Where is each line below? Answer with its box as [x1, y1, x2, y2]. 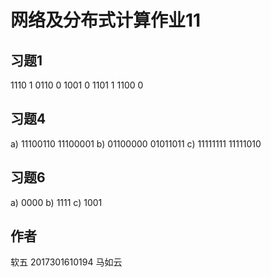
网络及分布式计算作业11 [10, 9, 202, 32]
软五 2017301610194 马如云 [10, 256, 123, 268]
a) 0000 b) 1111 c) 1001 [10, 196, 103, 208]
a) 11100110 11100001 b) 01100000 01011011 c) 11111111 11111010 [10, 137, 262, 150]
